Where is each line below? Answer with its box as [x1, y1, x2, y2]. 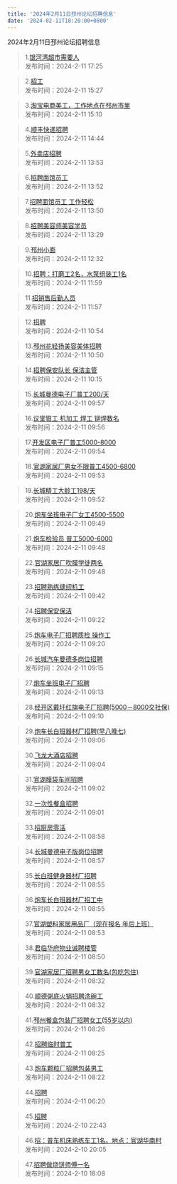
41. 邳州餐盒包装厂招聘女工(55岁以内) [24, 1016, 133, 1024]
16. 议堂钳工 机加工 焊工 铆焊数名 [24, 414, 119, 422]
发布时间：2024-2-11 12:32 [24, 254, 104, 262]
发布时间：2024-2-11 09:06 [24, 735, 105, 744]
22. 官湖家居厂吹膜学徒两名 [24, 558, 103, 567]
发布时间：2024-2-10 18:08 [24, 1169, 105, 1178]
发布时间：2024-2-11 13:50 [24, 206, 104, 215]
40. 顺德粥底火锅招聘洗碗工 [24, 991, 104, 1000]
